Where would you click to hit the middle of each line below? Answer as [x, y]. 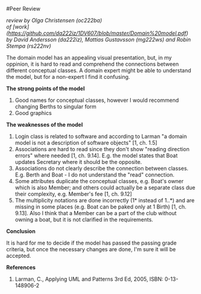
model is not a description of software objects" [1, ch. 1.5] [86, 143]
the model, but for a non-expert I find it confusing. [68, 77]
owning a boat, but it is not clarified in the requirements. [84, 220]
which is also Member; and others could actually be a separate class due [105, 187]
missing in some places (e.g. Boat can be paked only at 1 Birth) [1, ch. [100, 207]
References [21, 267]
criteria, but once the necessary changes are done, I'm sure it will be [91, 249]
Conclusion [21, 231]
